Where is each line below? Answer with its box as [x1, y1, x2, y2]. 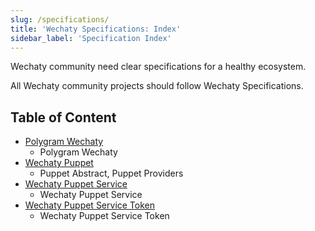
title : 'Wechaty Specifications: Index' [10, 24, 182, 34]
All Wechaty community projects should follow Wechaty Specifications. [10, 80, 304, 92]
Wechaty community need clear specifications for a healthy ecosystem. [10, 61, 307, 73]
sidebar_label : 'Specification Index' [10, 33, 172, 43]
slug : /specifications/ [10, 14, 110, 25]
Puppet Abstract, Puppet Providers [39, 167, 184, 180]
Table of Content [10, 109, 117, 126]
